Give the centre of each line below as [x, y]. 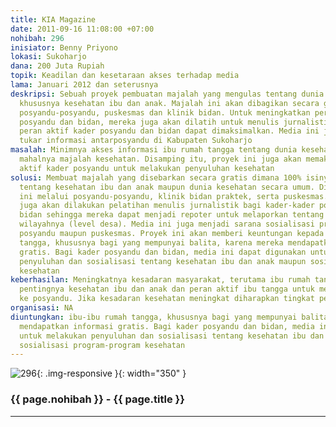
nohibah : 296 [37, 38]
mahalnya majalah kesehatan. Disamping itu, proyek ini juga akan [160, 159]
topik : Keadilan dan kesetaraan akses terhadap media [125, 76]
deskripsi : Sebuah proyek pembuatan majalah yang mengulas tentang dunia [167, 94]
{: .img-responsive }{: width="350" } [111, 373]
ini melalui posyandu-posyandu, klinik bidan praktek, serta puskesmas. [174, 196]
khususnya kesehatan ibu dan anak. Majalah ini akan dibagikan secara [169, 103]
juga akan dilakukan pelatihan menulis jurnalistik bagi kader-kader [167, 206]
